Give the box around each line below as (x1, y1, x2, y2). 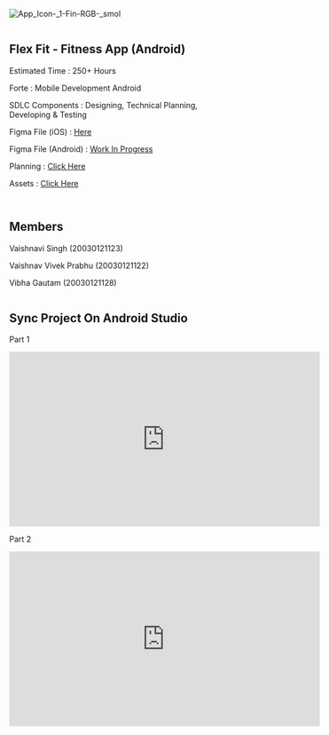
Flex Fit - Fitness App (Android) (9, 42, 186, 57)
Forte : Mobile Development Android (9, 83, 142, 93)
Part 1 (9, 334, 30, 345)
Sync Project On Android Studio (9, 311, 188, 326)
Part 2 (9, 533, 32, 545)
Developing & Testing (9, 109, 87, 120)
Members (9, 219, 64, 234)
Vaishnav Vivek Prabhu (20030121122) (9, 260, 149, 271)
